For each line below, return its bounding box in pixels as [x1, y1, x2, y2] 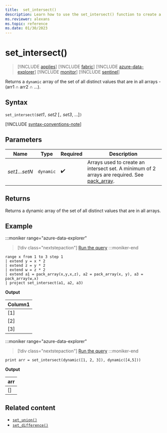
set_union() [12, 418, 37, 423]
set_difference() [12, 423, 49, 428]
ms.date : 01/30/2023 [5, 26, 48, 31]
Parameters [5, 135, 42, 144]
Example [5, 222, 33, 230]
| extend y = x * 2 [5, 259, 46, 264]
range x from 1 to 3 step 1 [5, 254, 64, 259]
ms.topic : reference [5, 21, 48, 26]
